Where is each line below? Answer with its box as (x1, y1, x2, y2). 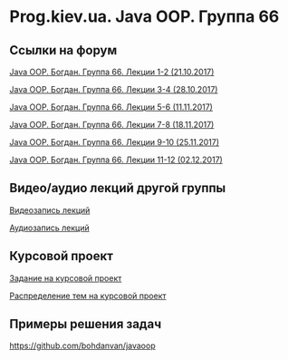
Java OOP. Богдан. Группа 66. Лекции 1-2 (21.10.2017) (9, 66, 215, 77)
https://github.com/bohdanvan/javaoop (9, 340, 156, 351)
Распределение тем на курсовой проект (9, 290, 167, 301)
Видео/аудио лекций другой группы (9, 180, 226, 196)
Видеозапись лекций (9, 204, 91, 215)
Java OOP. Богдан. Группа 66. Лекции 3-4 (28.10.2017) (9, 84, 218, 94)
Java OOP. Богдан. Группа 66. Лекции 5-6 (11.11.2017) (9, 102, 213, 112)
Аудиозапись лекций (9, 222, 90, 233)
